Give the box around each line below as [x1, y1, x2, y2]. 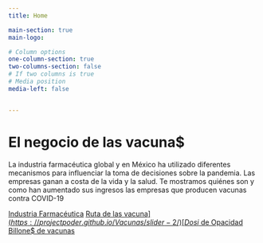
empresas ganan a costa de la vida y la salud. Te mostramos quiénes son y [8, 176, 255, 186]
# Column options [8, 48, 66, 56]
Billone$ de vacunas [8, 225, 76, 235]
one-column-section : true [8, 55, 94, 64]
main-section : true [8, 25, 73, 34]
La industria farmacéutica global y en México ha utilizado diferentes [8, 159, 231, 169]
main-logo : [8, 33, 45, 41]
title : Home [8, 11, 48, 20]
